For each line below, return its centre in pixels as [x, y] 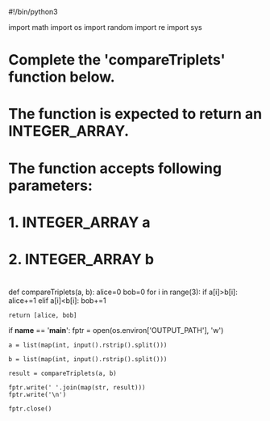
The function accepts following [115, 168]
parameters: [50, 185]
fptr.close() [30, 409]
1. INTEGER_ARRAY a [79, 222]
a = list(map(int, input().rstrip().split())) [88, 345]
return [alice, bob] [43, 316]
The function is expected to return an [135, 114]
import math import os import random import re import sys [106, 27]
